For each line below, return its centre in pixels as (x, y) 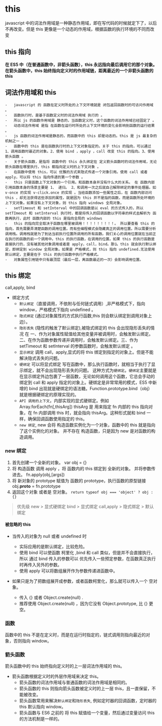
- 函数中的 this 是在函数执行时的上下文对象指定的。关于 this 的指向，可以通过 (78, 146)
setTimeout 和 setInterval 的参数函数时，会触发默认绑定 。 (77, 346)
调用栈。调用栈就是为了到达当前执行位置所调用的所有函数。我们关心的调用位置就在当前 (79, 234)
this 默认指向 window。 (43, 707)
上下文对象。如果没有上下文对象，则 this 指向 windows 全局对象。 (65, 203)
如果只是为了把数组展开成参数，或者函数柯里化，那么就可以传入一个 (80, 581)
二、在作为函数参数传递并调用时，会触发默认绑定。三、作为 (79, 340)
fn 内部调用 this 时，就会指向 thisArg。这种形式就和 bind (89, 413)
